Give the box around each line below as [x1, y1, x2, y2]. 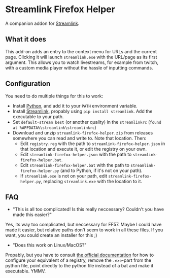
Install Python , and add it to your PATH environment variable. [12, 102, 138, 109]
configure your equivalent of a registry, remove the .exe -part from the [5, 257, 152, 263]
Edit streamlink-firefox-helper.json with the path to [20, 151, 132, 157]
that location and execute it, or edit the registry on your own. [20, 146, 147, 152]
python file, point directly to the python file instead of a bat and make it [5, 263, 154, 269]
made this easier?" [12, 212, 52, 218]
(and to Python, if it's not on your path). [60, 167, 143, 173]
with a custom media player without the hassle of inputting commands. [5, 64, 153, 71]
